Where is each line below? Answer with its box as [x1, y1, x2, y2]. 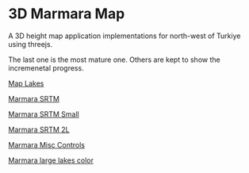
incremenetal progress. [8, 63, 85, 72]
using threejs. [8, 39, 53, 48]
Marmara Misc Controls [8, 140, 86, 149]
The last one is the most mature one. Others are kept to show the [8, 55, 220, 64]
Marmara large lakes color [8, 156, 94, 165]
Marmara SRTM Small [8, 109, 79, 119]
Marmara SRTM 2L [8, 125, 70, 134]
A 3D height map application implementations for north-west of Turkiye [8, 31, 241, 40]
